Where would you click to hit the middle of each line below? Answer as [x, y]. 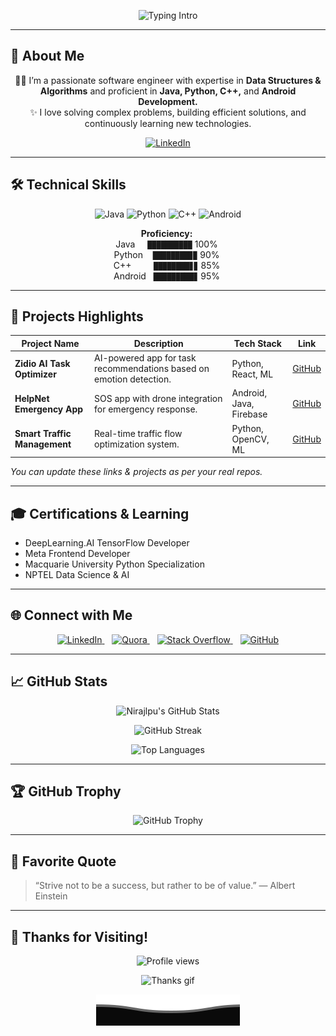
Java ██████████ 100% [166, 244]
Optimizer [35, 374]
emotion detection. [133, 379]
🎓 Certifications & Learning [100, 513]
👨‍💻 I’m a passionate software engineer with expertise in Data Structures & [168, 80]
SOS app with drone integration [158, 398]
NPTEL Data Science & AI [77, 574]
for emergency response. [146, 409]
